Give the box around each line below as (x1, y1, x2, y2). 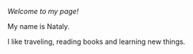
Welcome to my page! (7, 7, 79, 16)
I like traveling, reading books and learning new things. (7, 37, 186, 46)
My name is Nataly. (7, 22, 70, 31)
